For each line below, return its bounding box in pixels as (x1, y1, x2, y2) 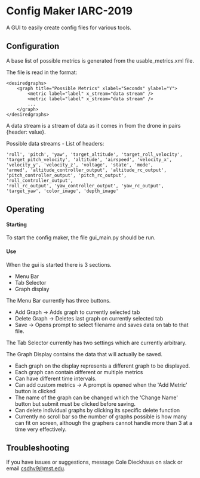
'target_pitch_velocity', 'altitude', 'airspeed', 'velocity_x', (6, 156, 172, 162)
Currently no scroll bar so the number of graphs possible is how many (14, 413, 187, 420)
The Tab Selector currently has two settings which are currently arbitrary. (6, 339, 187, 346)
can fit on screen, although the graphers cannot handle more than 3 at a (14, 419, 193, 426)
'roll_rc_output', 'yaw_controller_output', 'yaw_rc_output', (6, 183, 164, 189)
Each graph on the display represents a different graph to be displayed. (14, 362, 190, 369)
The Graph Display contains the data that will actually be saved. (6, 350, 163, 357)
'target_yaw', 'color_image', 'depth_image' (6, 188, 119, 194)
